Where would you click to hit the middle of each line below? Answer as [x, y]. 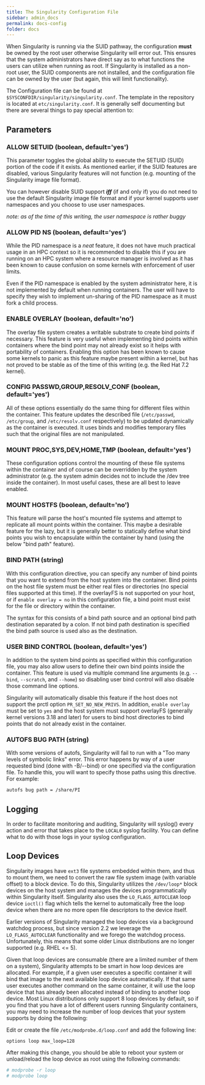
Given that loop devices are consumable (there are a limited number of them [102, 959]
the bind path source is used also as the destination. [72, 631]
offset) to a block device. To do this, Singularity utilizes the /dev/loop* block [102, 884]
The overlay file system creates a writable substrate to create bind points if [101, 332]
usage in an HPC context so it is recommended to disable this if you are [96, 252]
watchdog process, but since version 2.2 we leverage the [78, 928]
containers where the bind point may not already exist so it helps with [94, 345]
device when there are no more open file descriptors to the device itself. [97, 909]
